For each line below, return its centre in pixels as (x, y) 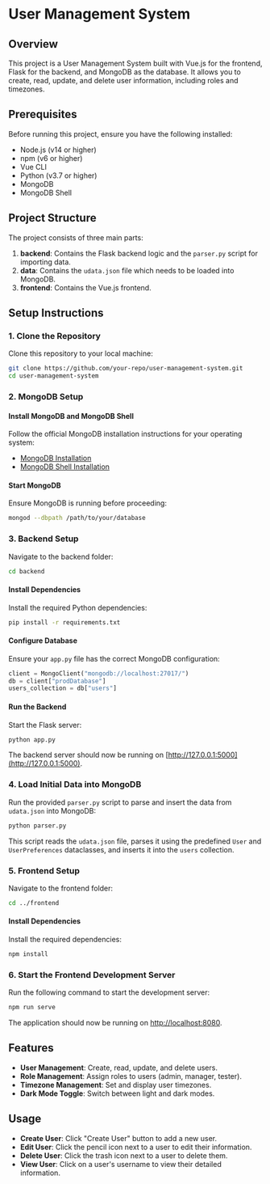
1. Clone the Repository (54, 336)
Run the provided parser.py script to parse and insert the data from (120, 802)
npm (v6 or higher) (51, 158)
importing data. (45, 262)
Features (31, 1048)
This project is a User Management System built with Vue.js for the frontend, (135, 63)
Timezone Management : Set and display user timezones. (116, 1085)
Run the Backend (37, 706)
